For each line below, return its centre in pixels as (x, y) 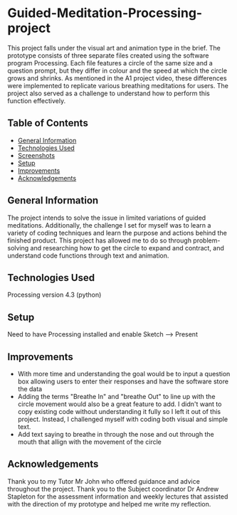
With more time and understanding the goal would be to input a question (124, 374)
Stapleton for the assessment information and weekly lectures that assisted (118, 497)
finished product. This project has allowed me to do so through (100, 240)
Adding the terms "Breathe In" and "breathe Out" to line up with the (116, 397)
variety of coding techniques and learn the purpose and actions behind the (117, 233)
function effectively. (37, 100)
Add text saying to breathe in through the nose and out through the (116, 434)
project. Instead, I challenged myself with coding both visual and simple (123, 419)
